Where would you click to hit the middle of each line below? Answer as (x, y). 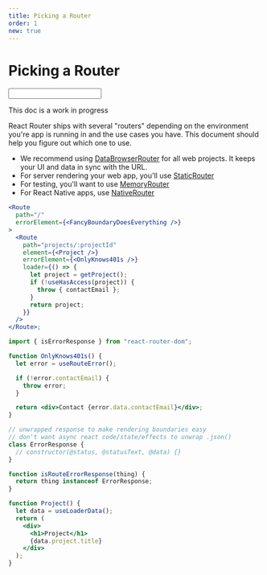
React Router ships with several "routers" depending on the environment (129, 126)
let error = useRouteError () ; (66, 363)
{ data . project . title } (66, 541)
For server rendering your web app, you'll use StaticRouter (117, 176)
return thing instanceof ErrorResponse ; (84, 482)
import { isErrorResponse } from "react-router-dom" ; (101, 342)
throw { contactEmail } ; (79, 290)
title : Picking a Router (50, 16)
